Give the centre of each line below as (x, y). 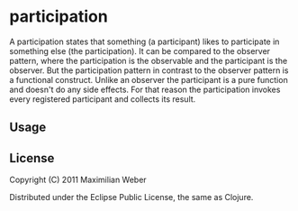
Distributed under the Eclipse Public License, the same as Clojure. (131, 197)
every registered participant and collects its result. (103, 99)
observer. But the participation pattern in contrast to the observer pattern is (149, 70)
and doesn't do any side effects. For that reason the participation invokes (145, 89)
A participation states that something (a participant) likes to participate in (144, 41)
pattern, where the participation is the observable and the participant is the (149, 60)
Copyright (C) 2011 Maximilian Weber (78, 180)
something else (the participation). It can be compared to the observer (140, 50)
